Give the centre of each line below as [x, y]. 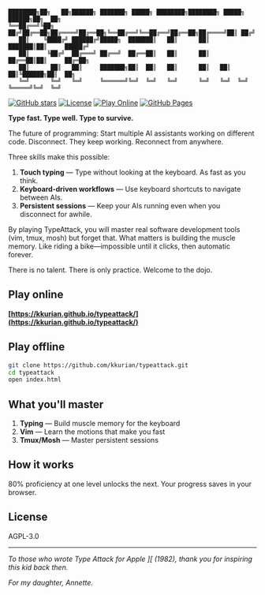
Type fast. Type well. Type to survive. [71, 118]
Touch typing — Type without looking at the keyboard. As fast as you [132, 172]
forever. [21, 254]
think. [29, 181]
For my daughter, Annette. [50, 582]
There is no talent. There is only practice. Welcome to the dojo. [110, 270]
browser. [22, 492]
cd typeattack [32, 372]
